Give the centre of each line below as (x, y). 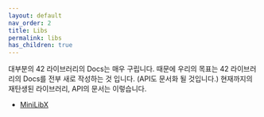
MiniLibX (34, 105)
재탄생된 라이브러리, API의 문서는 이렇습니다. (78, 89)
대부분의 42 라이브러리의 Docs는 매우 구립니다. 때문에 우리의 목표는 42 (118, 69)
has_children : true (41, 45)
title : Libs (28, 30)
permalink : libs (35, 38)
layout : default (35, 16)
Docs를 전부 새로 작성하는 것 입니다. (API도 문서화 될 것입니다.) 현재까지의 (138, 79)
